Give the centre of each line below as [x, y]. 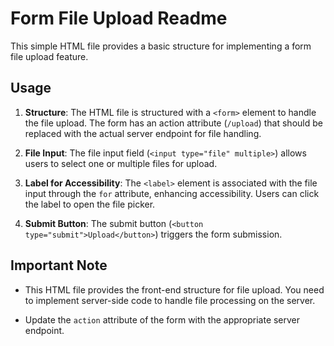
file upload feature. [49, 56]
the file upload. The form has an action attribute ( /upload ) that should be [173, 123]
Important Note [59, 265]
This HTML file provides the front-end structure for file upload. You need [174, 289]
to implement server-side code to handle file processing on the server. [170, 300]
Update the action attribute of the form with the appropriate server [162, 319]
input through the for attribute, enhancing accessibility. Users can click [172, 193]
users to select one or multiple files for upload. [121, 163]
